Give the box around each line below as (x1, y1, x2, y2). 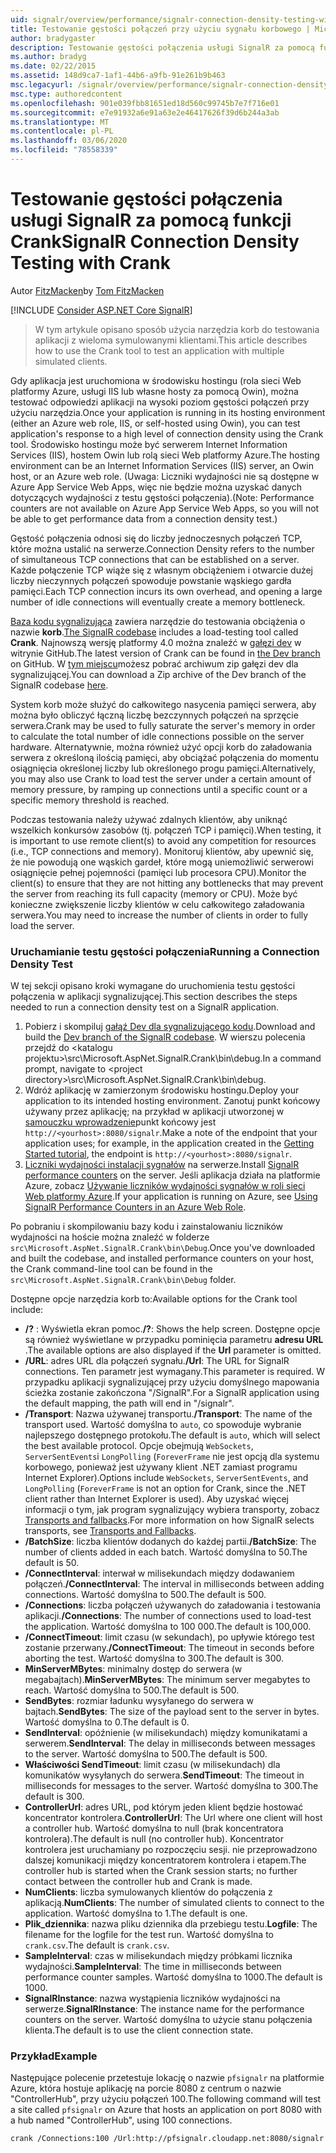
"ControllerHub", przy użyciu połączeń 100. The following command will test (10, 2093, 322, 2105)
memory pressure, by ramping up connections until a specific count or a (10, 783, 308, 795)
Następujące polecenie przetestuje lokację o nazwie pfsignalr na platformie (10, 2072, 325, 2084)
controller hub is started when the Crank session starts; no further (24, 1865, 298, 1877)
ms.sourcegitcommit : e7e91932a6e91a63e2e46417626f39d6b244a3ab (10, 107, 280, 118)
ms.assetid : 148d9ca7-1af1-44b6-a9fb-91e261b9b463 (10, 71, 226, 81)
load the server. (10, 919, 75, 931)
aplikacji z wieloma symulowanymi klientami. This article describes (34, 334, 308, 346)
